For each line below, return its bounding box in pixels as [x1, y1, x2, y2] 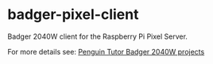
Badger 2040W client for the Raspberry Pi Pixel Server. [7, 32, 188, 41]
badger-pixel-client [7, 6, 139, 24]
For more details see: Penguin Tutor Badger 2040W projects [7, 47, 205, 56]
